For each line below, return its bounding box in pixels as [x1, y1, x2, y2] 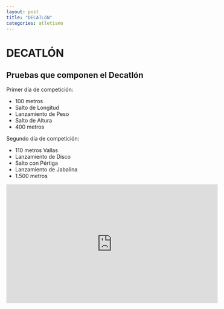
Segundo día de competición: [6, 135, 80, 142]
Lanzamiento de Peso [14, 110, 69, 118]
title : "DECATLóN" [6, 14, 53, 21]
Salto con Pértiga [14, 159, 59, 167]
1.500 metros [14, 173, 48, 180]
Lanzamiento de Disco [14, 153, 71, 161]
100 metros [14, 98, 43, 105]
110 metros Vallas [14, 147, 59, 154]
